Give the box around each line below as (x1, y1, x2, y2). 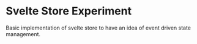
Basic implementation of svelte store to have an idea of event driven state (6, 24, 191, 31)
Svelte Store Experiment (6, 4, 132, 18)
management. (6, 30, 41, 37)
